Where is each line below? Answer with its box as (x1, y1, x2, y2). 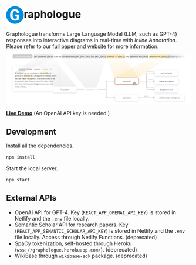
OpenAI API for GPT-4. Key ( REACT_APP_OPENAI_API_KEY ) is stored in (14, 208, 176, 216)
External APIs (6, 193, 57, 203)
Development (6, 126, 57, 137)
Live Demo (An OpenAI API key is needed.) (6, 110, 110, 117)
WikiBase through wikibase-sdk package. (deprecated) (14, 252, 148, 259)
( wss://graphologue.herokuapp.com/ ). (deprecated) (14, 246, 137, 253)
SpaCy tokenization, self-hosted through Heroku (14, 240, 132, 247)
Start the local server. (6, 164, 58, 172)
